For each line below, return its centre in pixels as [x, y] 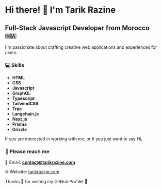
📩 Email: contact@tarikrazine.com [40, 162]
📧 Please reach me [27, 151]
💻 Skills [15, 65]
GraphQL [21, 93]
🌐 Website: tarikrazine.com [32, 171]
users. [11, 52]
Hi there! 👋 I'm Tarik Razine [60, 10]
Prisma [19, 124]
